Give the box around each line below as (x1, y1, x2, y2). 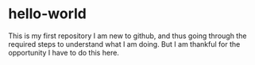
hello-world (8, 5, 87, 23)
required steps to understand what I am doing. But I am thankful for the (8, 39, 241, 48)
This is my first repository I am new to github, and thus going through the (8, 31, 247, 40)
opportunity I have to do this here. (8, 48, 119, 57)
